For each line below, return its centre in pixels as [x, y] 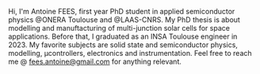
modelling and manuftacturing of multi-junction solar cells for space [119, 28]
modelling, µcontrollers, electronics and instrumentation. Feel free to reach [130, 53]
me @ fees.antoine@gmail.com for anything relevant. [95, 61]
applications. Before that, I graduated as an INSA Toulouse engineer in [123, 36]
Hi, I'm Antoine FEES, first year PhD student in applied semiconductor [122, 11]
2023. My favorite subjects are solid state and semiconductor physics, [123, 45]
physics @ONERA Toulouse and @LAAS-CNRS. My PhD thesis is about [124, 20]
